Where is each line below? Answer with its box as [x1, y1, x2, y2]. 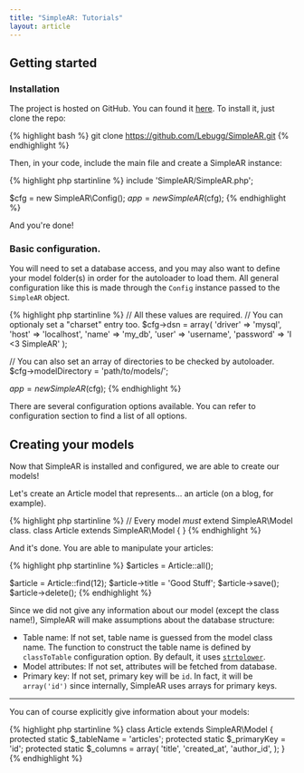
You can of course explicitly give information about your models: [9, 707, 251, 718]
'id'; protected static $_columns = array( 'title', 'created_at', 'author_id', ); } [9, 743, 285, 754]
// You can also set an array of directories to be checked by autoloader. [9, 356, 275, 367]
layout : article [9, 22, 71, 31]
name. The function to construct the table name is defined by [22, 641, 252, 653]
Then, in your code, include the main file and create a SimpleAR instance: [9, 158, 282, 169]
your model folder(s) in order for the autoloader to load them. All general [9, 273, 279, 284]
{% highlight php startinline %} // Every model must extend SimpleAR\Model [9, 515, 293, 526]
